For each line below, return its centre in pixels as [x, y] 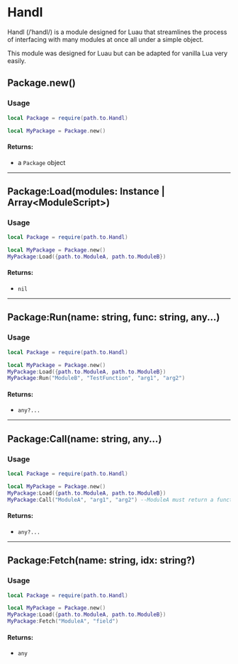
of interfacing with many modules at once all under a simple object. [106, 39]
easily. [17, 60]
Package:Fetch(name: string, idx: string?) [101, 561]
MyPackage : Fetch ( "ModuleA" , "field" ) [63, 621]
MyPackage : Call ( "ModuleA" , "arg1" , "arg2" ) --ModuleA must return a [110, 500]
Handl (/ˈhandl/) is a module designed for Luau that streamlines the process [117, 32]
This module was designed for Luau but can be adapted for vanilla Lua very [118, 53]
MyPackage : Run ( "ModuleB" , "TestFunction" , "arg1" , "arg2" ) [96, 378]
